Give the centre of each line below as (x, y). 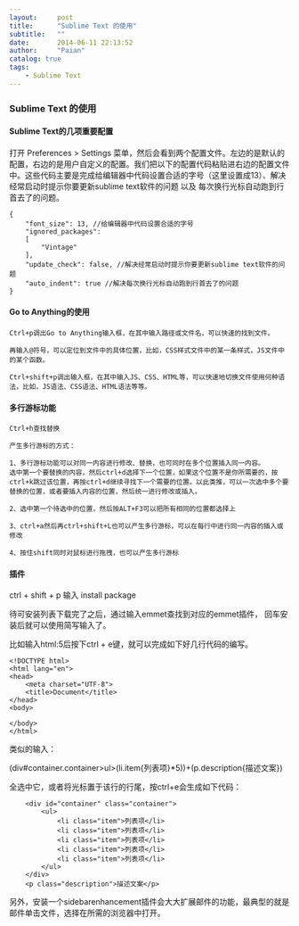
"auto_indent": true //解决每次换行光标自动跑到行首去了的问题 (132, 283)
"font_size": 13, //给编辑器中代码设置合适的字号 (109, 224)
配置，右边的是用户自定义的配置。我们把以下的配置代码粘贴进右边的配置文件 (149, 164)
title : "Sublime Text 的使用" (73, 26)
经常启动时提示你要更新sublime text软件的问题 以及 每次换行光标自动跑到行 (147, 186)
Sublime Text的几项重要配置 (61, 131)
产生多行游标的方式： (42, 446)
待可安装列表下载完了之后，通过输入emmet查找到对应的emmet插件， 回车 (145, 614)
